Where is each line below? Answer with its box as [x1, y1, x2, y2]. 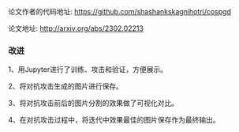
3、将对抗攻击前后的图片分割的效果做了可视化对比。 [8, 98, 179, 108]
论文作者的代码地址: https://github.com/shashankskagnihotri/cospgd [8, 7, 231, 16]
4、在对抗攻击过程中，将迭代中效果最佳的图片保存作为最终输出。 [8, 115, 221, 125]
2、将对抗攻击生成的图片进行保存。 [8, 81, 124, 91]
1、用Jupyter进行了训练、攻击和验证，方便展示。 [8, 65, 168, 74]
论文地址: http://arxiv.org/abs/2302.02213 [8, 24, 144, 33]
